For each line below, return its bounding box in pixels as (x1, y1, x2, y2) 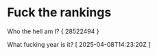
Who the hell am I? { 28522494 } (7, 27, 99, 35)
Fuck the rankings (7, 5, 112, 20)
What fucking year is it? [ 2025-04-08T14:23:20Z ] (7, 40, 151, 48)
